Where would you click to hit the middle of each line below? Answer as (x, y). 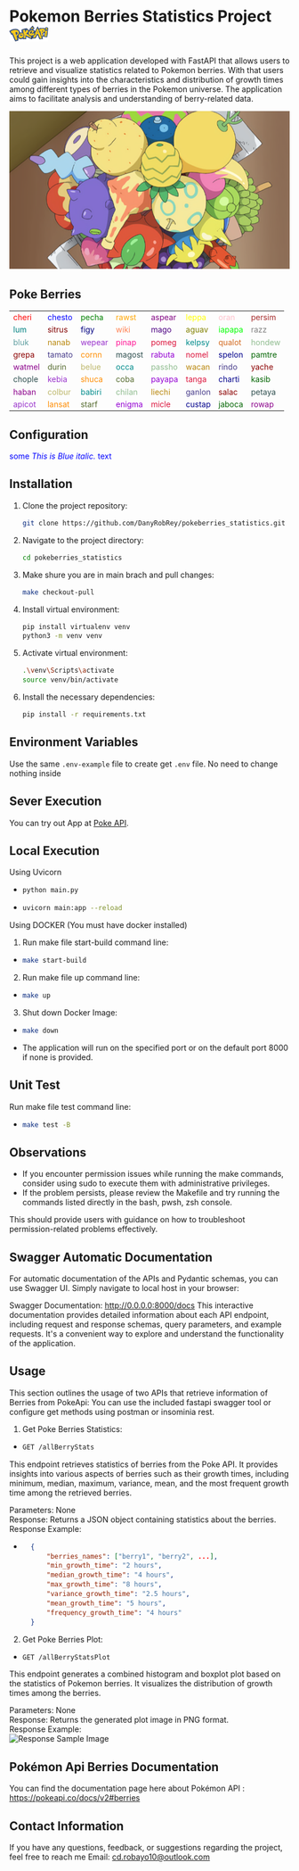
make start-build (54, 961)
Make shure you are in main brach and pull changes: (118, 575)
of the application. (42, 1343)
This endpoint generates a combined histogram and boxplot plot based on (145, 1674)
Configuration (49, 435)
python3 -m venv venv (62, 636)
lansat (59, 404)
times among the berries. (55, 1693)
